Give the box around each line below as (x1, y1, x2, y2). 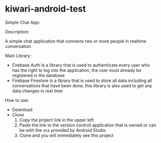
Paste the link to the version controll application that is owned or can (19, 122, 157, 128)
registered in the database (12, 72, 65, 78)
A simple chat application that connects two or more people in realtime (5, 38, 146, 44)
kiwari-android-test (5, 3, 86, 15)
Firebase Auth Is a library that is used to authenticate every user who (12, 62, 150, 68)
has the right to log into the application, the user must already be (12, 67, 142, 73)
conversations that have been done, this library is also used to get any (12, 82, 153, 88)
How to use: (5, 97, 29, 103)
